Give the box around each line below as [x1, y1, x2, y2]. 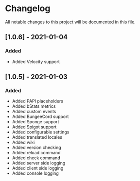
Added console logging [12, 170, 59, 176]
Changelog [5, 3, 51, 14]
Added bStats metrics [12, 103, 56, 109]
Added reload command [12, 150, 61, 156]
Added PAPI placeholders [12, 98, 63, 104]
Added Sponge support [12, 119, 59, 125]
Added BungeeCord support [12, 114, 69, 119]
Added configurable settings [12, 129, 70, 135]
